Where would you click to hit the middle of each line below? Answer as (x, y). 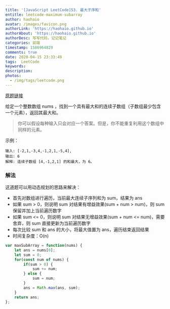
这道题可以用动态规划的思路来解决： (43, 187)
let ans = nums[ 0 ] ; (35, 250)
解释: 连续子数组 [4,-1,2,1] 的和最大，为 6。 (50, 162)
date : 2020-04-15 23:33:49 (34, 57)
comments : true (21, 52)
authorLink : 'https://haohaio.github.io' (50, 29)
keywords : (16, 66)
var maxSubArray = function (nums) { (44, 246)
